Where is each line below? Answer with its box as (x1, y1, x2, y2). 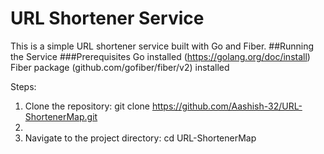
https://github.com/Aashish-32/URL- (151, 100, 303, 112)
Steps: (10, 80, 37, 92)
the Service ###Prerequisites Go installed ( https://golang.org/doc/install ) (10, 50, 311, 62)
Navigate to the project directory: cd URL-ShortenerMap (24, 132, 257, 144)
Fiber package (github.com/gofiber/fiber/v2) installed (10, 61, 230, 73)
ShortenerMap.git (24, 110, 98, 122)
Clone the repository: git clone (24, 100, 150, 112)
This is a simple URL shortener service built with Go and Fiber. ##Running (10, 40, 315, 52)
